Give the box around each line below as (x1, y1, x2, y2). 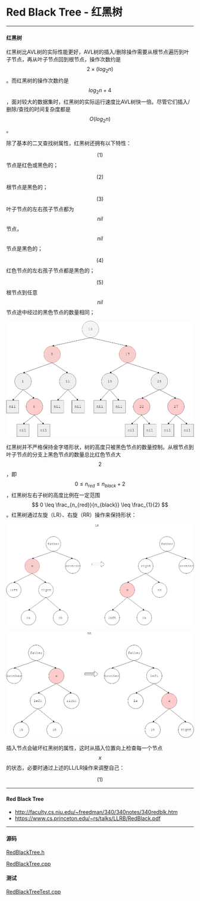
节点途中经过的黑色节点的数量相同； (6, 308, 95, 316)
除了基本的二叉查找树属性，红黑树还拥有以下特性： (6, 139, 132, 147)
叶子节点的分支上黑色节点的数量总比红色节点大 (6, 450, 121, 458)
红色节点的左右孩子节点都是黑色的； (6, 266, 95, 274)
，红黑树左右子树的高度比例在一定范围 (6, 492, 100, 499)
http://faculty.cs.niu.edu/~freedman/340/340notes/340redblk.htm (14, 809, 178, 816)
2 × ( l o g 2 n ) (86, 66, 114, 74)
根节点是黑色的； (6, 183, 48, 191)
